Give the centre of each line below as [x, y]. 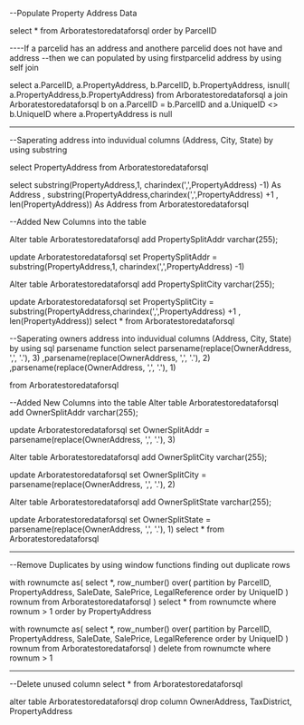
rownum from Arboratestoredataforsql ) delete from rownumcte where [140, 648]
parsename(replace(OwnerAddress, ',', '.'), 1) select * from [117, 529]
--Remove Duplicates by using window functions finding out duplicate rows [150, 565]
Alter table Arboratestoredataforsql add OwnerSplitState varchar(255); [141, 502]
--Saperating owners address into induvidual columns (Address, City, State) [151, 338]
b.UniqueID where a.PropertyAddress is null [91, 114]
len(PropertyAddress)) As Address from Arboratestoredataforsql [129, 204]
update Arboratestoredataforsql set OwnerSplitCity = [108, 475]
